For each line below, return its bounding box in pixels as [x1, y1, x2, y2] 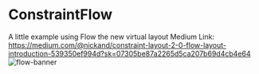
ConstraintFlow [8, 6, 113, 24]
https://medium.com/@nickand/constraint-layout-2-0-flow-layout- [8, 40, 227, 49]
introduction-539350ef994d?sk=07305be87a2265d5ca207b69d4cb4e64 [8, 49, 251, 58]
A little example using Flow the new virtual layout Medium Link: [8, 32, 215, 41]
